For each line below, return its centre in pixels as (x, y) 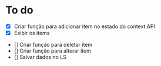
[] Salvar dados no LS (40, 57)
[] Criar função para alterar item (53, 51)
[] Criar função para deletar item (53, 45)
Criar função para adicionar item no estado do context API (84, 26)
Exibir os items (32, 33)
